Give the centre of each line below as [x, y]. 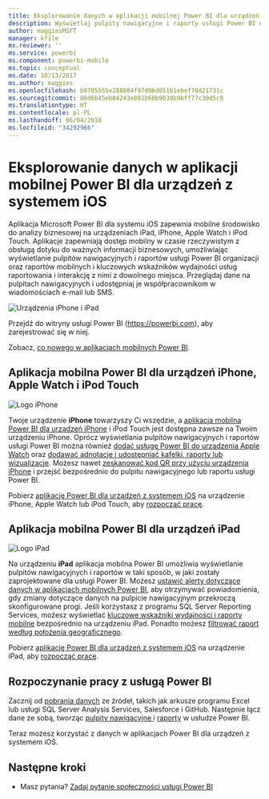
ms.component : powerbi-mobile [59, 61]
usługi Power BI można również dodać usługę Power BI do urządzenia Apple [134, 446]
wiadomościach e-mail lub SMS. [61, 292]
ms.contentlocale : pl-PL [50, 113]
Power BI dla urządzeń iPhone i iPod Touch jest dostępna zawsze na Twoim [133, 428]
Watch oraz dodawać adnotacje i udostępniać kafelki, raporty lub [116, 454]
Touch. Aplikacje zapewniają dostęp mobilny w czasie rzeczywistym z [124, 241]
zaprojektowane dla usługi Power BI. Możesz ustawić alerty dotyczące [124, 581]
